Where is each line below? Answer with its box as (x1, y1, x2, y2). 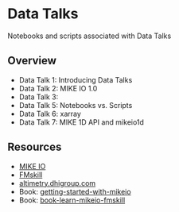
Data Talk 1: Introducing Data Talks (18, 75, 133, 84)
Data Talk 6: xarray (18, 109, 81, 118)
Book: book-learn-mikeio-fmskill (18, 195, 126, 205)
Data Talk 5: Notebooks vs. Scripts (18, 100, 133, 110)
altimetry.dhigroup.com (18, 178, 96, 187)
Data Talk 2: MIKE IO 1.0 (18, 83, 98, 93)
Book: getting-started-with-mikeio (18, 187, 132, 196)
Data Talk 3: (18, 92, 59, 102)
